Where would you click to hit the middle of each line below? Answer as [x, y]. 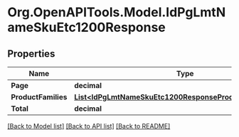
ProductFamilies [39, 97]
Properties [31, 54]
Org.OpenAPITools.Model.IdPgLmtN [117, 12]
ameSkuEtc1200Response [86, 27]
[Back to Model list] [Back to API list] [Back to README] [89, 126]
